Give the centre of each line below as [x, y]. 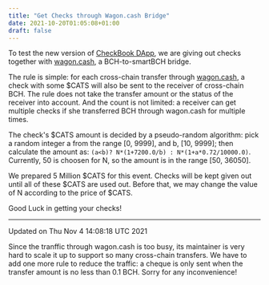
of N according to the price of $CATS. [71, 193]
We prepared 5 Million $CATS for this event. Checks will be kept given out [130, 176]
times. [18, 120]
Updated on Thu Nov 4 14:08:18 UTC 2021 [78, 232]
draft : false [30, 30]
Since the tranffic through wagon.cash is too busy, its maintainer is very [127, 247]
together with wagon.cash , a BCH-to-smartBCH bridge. [100, 61]
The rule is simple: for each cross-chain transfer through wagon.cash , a [127, 77]
